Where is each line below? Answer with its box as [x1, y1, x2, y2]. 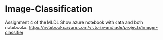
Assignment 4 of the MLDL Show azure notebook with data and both [5, 19, 143, 25]
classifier [5, 29, 23, 35]
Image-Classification [5, 3, 93, 14]
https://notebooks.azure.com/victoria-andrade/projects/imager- [28, 24, 158, 30]
